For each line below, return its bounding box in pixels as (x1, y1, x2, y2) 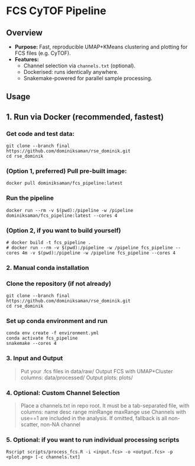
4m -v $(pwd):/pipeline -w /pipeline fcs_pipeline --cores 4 (21, 250, 176, 256)
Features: (14, 56, 40, 63)
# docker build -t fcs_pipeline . (6, 239, 92, 246)
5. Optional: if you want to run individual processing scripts (6, 436, 180, 444)
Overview (6, 28, 43, 38)
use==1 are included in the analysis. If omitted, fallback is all (20, 415, 167, 422)
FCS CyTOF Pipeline (6, 4, 106, 18)
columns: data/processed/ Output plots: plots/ (20, 374, 133, 381)
